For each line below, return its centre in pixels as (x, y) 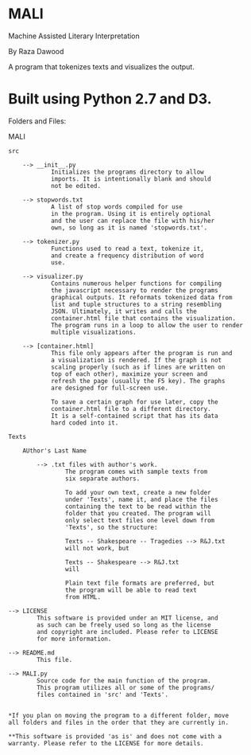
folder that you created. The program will (138, 513)
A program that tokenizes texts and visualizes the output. (101, 67)
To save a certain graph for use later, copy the (134, 402)
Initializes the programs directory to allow (127, 172)
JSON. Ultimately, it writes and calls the (124, 311)
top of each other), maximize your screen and (129, 374)
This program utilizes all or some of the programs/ (126, 687)
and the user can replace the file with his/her (133, 221)
